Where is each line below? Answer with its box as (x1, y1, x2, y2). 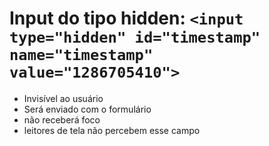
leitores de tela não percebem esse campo (23, 124, 201, 136)
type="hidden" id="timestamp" (9, 28, 261, 47)
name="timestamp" (9, 46, 154, 65)
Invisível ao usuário (23, 92, 104, 104)
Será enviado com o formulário (23, 103, 152, 115)
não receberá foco (23, 113, 101, 126)
